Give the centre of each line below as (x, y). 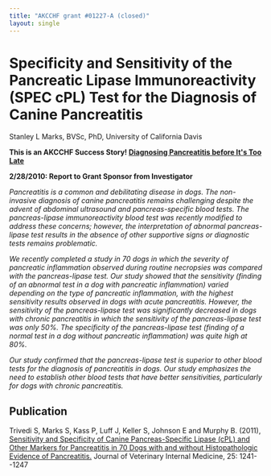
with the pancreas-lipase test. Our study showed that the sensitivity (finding (135, 276)
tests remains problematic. (53, 243)
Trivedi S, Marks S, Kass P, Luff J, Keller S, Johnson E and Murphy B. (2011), (135, 431)
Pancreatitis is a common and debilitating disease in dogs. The (114, 192)
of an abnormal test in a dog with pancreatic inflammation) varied (119, 285)
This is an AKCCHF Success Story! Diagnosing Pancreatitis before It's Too (135, 152)
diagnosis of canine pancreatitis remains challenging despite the (146, 201)
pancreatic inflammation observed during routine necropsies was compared (136, 267)
